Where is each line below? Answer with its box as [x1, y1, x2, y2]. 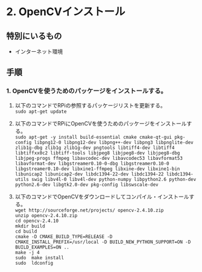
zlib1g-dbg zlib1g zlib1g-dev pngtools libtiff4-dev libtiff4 [14, 145, 175, 151]
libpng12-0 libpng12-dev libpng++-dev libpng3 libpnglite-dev [34, 139, 194, 145]
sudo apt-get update [14, 109, 67, 115]
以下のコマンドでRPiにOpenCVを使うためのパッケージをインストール [14, 119, 187, 127]
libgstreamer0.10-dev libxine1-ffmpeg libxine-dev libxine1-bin [14, 166, 180, 172]
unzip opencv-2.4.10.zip [14, 212, 78, 218]
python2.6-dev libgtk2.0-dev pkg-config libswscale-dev [14, 182, 159, 188]
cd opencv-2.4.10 [14, 218, 59, 224]
